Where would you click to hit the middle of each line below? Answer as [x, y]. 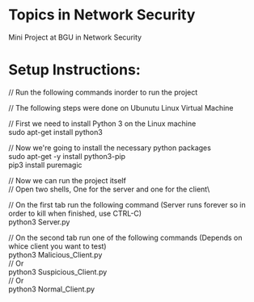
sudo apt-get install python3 [55, 132]
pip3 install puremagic [45, 165]
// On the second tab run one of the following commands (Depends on [125, 237]
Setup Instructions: [74, 70]
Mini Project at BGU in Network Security [75, 37]
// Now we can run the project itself [68, 180]
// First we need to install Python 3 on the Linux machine [102, 124]
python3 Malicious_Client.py [55, 254]
